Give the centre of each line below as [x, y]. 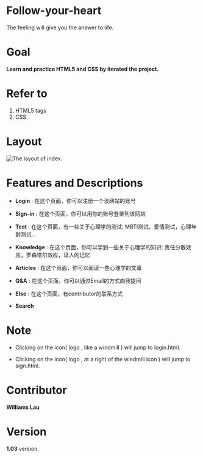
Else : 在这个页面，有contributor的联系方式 [69, 294]
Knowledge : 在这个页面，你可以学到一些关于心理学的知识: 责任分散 [100, 247]
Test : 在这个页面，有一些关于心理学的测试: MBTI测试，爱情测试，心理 [103, 227]
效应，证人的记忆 [69, 255]
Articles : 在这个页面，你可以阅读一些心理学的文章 [78, 267]
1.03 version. [23, 448]
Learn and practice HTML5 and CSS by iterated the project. [83, 69]
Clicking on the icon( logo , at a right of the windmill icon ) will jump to [103, 359]
